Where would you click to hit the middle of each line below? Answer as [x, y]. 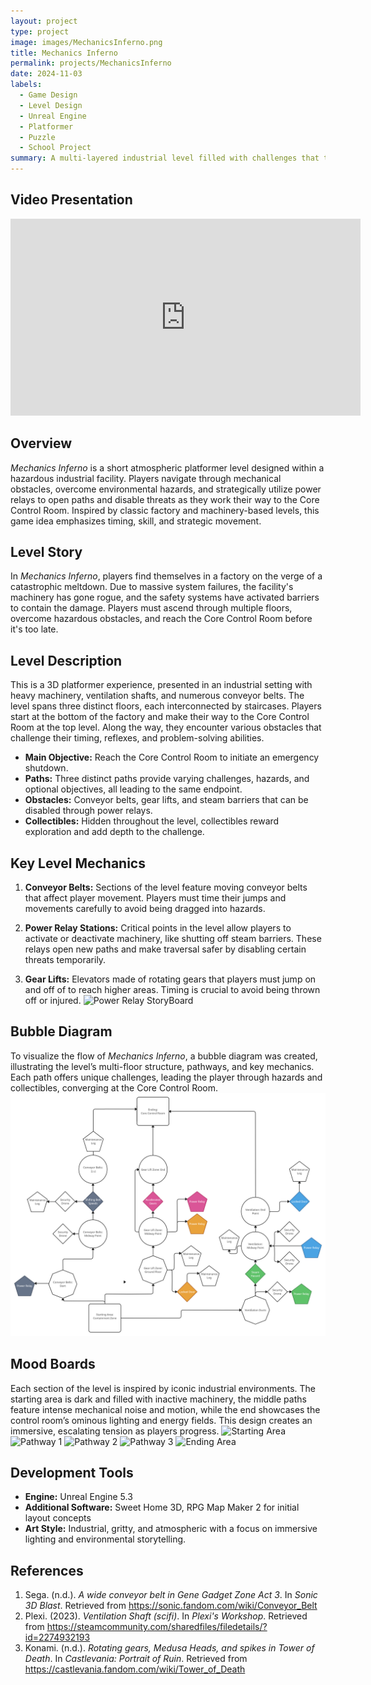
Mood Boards [53, 1364]
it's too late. [34, 629]
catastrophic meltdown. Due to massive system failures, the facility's [152, 587]
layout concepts [58, 1518]
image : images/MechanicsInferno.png [86, 42]
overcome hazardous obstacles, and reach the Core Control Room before [161, 619]
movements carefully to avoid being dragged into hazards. [145, 909]
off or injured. [53, 1001]
